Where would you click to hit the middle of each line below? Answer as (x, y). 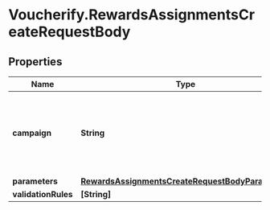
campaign (32, 133)
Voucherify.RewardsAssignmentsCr (132, 15)
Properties (35, 62)
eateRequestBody (70, 32)
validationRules (43, 194)
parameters (35, 181)
